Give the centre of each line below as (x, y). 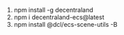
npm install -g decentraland (54, 10)
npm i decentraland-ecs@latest (59, 17)
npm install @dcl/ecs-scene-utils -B (65, 24)
